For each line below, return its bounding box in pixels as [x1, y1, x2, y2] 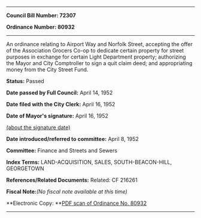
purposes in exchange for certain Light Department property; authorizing [6, 53, 187, 60]
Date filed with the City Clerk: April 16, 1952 [6, 101, 115, 108]
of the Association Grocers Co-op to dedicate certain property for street [6, 47, 184, 54]
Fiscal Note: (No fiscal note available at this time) [6, 188, 127, 195]
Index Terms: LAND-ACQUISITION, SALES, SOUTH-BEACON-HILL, [6, 159, 172, 165]
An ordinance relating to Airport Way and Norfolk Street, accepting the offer [6, 41, 193, 48]
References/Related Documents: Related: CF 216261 [6, 177, 138, 183]
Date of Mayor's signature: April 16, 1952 [6, 112, 109, 119]
